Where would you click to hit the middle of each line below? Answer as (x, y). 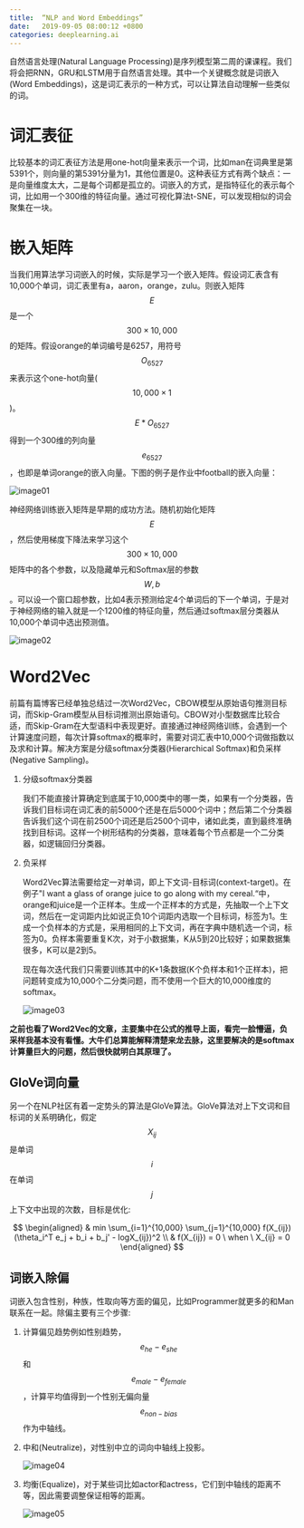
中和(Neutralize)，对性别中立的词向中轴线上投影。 (116, 1447)
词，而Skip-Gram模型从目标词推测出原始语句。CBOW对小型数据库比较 (141, 714)
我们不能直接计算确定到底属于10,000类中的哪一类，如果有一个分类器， (154, 798)
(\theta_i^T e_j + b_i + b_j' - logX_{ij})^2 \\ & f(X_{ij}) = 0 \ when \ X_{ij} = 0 (152, 1237)
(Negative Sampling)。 (52, 759)
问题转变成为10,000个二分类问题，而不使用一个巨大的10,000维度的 (147, 981)
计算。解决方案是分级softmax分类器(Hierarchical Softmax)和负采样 (157, 748)
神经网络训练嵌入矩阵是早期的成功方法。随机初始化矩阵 (112, 509)
